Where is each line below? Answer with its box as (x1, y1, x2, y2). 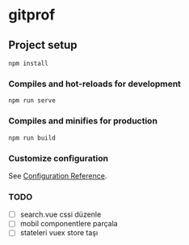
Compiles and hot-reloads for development (8, 78, 182, 89)
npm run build (8, 134, 57, 142)
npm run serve (8, 97, 57, 105)
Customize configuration (8, 153, 109, 164)
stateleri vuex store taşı (19, 228, 99, 238)
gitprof (8, 6, 56, 24)
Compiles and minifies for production (8, 115, 157, 127)
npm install (8, 59, 48, 67)
